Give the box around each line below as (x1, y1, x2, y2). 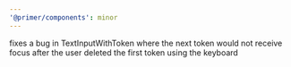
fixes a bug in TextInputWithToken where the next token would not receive (9, 38, 283, 48)
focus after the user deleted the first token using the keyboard (9, 46, 239, 58)
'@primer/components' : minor (9, 13, 118, 22)
